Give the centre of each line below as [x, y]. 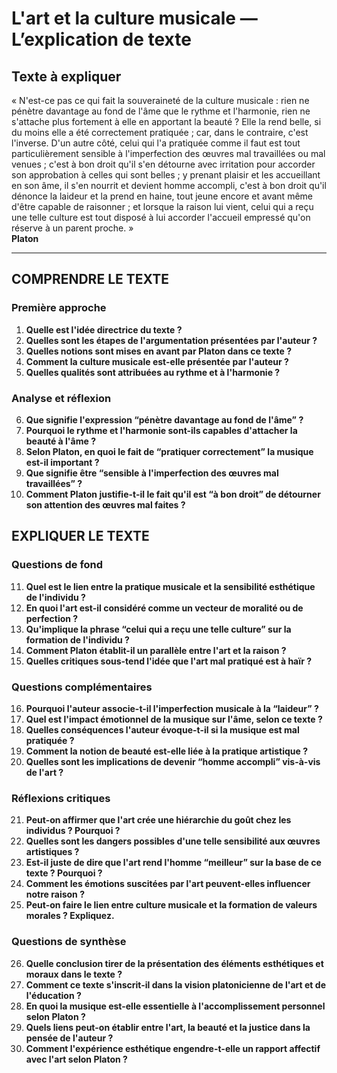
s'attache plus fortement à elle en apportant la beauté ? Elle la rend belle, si [166, 121]
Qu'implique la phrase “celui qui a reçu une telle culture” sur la [158, 629]
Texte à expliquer [66, 76]
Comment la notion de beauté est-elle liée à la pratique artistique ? [167, 751]
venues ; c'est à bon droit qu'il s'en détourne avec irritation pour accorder [163, 164]
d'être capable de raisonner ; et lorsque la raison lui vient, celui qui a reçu [162, 206]
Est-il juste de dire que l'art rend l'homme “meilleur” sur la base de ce [173, 863]
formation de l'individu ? [77, 639]
